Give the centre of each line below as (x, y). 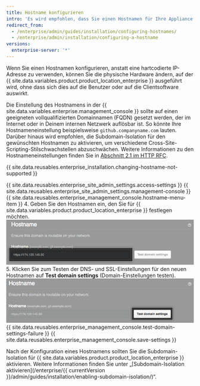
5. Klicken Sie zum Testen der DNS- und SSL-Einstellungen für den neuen (96, 269)
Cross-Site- (163, 142)
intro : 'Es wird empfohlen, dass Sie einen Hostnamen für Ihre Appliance (100, 19)
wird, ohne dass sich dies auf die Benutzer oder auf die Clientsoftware (93, 87)
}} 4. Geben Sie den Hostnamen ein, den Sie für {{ (79, 204)
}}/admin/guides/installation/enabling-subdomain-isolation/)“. (81, 376)
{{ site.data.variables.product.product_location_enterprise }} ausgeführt (94, 80)
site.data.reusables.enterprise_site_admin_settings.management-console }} (99, 191)
